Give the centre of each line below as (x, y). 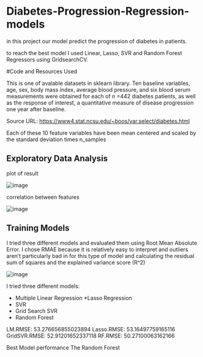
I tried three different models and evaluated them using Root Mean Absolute (102, 243)
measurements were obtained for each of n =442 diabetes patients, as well (101, 96)
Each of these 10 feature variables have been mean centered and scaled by (102, 133)
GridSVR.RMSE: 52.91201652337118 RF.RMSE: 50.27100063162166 (91, 336)
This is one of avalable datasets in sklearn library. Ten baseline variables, (98, 83)
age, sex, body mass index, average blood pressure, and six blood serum (98, 89)
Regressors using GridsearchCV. (47, 59)
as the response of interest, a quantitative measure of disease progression (100, 103)
